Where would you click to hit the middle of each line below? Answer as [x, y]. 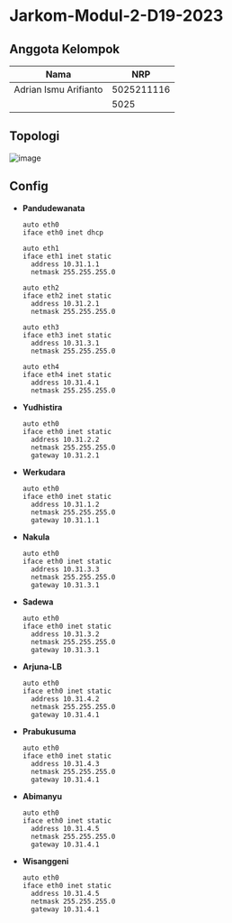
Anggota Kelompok [64, 49]
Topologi [35, 136]
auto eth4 [41, 366]
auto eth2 [41, 288]
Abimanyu [42, 796]
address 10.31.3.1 [65, 343]
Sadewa [38, 602]
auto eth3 [41, 327]
